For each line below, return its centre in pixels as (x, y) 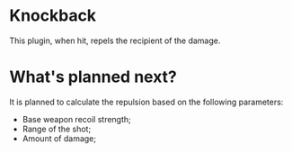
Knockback (53, 16)
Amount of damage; (59, 138)
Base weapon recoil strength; (77, 119)
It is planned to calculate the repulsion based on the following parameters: (146, 102)
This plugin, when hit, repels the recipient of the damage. (115, 40)
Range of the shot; (57, 129)
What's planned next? (93, 77)
